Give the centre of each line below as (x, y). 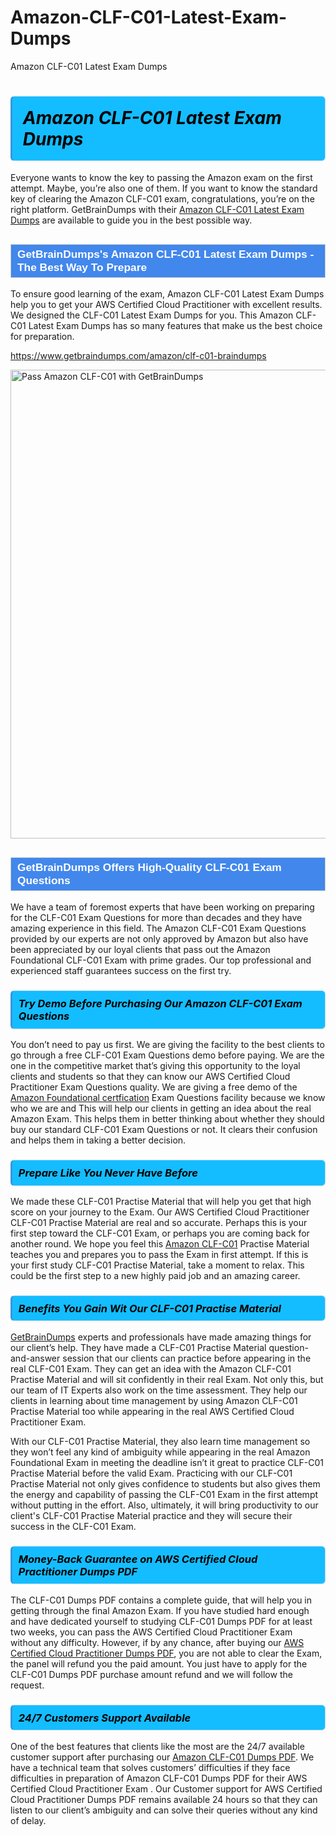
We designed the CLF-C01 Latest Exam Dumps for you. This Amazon (152, 315)
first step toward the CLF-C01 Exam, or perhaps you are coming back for (160, 1233)
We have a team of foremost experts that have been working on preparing (162, 907)
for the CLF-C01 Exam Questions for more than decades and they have (156, 918)
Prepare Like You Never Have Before (108, 1173)
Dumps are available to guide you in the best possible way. (131, 220)
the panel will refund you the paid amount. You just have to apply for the (159, 1663)
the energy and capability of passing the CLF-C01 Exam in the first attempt (164, 1494)
